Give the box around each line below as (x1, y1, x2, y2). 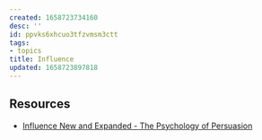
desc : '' (9, 22, 42, 31)
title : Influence (9, 55, 74, 64)
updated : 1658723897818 (9, 64, 99, 73)
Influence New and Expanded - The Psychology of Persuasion (22, 120, 253, 131)
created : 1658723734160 (9, 13, 99, 22)
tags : (9, 38, 30, 48)
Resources (9, 96, 71, 112)
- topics (9, 47, 42, 56)
